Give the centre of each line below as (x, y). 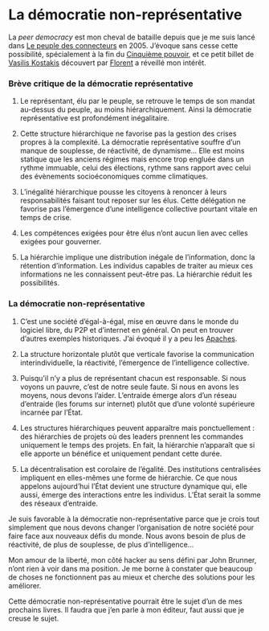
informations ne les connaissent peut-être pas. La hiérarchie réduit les (136, 274)
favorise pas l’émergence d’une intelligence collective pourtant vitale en (139, 209)
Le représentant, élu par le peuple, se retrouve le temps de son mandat (137, 101)
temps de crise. (46, 218)
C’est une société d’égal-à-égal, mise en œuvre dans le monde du (129, 321)
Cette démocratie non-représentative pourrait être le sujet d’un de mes (125, 601)
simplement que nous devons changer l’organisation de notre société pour (131, 527)
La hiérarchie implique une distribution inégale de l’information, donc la (137, 257)
